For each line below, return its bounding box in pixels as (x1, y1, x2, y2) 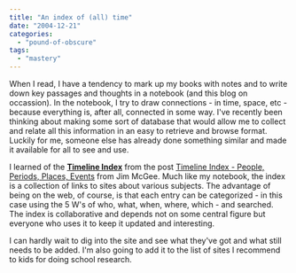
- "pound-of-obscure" (17, 37, 97, 47)
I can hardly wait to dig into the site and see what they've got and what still (9, 236, 282, 246)
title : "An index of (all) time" (9, 12, 133, 22)
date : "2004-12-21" (9, 21, 82, 30)
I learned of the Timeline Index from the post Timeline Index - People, (9, 161, 265, 172)
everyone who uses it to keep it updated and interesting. (9, 218, 215, 229)
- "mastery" (17, 54, 62, 63)
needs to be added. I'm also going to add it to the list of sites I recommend (9, 245, 281, 255)
